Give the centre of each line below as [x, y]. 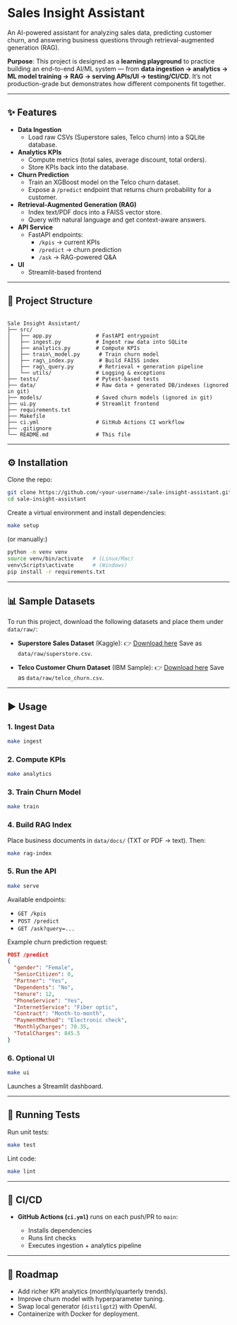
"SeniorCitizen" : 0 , [44, 975]
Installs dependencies [60, 1230]
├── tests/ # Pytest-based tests [83, 379]
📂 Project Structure [50, 301]
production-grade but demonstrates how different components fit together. [116, 83]
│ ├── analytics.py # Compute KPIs [74, 348]
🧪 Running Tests [44, 1115]
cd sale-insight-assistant [47, 499]
